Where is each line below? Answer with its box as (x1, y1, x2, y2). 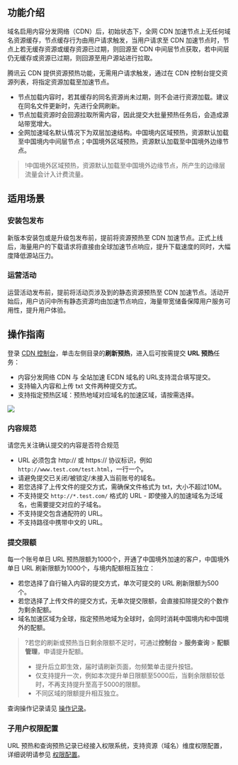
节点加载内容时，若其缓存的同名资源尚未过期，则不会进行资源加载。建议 (17, 92, 229, 101)
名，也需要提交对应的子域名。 (17, 500, 105, 509)
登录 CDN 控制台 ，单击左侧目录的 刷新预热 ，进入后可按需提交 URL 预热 (7, 349, 214, 357)
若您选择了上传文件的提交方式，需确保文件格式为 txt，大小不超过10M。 (17, 482, 225, 491)
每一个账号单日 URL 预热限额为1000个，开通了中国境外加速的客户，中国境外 (7, 555, 230, 563)
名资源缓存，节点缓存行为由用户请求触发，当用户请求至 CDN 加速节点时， (7, 36, 223, 44)
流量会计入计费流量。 (24, 170, 87, 178)
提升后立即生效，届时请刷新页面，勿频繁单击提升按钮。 (35, 663, 197, 671)
